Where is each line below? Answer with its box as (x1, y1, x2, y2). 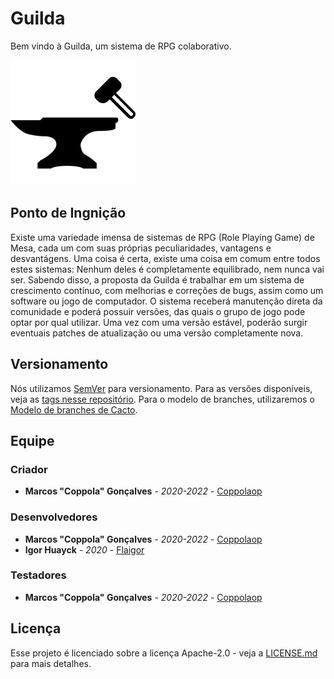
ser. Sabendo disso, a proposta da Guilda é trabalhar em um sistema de (10, 273, 305, 286)
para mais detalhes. (10, 657, 92, 669)
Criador (10, 462, 48, 476)
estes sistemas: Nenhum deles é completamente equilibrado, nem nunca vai (10, 263, 325, 275)
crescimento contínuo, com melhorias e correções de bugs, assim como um (10, 284, 324, 296)
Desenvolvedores (10, 510, 98, 524)
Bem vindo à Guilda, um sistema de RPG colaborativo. (10, 40, 232, 52)
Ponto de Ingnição (10, 205, 127, 222)
